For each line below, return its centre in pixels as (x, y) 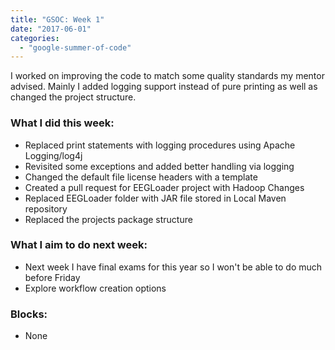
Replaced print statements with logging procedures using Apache (160, 145)
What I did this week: (62, 123)
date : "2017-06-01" (51, 29)
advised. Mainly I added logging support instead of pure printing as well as (164, 87)
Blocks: (29, 314)
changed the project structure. (73, 97)
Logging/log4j (53, 155)
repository (46, 208)
